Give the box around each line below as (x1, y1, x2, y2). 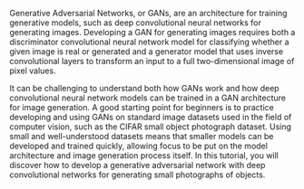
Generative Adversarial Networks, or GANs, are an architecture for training (9, 8, 288, 18)
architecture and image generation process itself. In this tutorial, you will (9, 150, 279, 161)
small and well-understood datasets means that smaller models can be (9, 131, 274, 141)
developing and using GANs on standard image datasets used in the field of (9, 112, 292, 122)
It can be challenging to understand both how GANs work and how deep (9, 83, 279, 93)
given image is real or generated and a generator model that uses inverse (9, 46, 284, 57)
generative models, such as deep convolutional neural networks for (9, 17, 261, 28)
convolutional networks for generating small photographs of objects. (9, 169, 266, 180)
